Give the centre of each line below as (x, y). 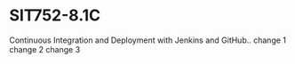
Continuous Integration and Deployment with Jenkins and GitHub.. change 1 (148, 40)
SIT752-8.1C (55, 16)
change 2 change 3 (45, 49)
